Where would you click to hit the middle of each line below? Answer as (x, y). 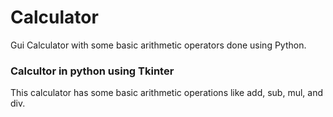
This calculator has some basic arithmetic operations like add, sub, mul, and (167, 93)
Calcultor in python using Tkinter (92, 71)
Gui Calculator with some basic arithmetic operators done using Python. (158, 45)
